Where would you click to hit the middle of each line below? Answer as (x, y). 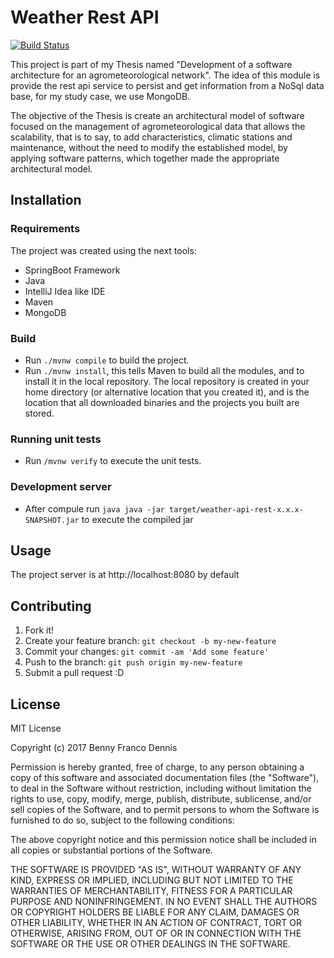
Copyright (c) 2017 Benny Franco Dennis (94, 747)
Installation (46, 200)
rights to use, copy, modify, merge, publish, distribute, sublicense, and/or (161, 798)
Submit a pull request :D (74, 673)
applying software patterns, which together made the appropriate (145, 158)
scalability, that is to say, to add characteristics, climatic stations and (151, 137)
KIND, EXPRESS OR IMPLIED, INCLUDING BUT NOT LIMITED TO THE (152, 880)
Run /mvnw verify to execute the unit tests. (113, 461)
